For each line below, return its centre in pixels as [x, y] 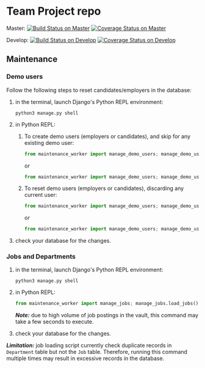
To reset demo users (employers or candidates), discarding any [104, 188]
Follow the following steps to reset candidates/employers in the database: [99, 90]
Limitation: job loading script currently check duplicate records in [89, 345]
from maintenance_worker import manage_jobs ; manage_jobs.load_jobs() [107, 304]
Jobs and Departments [41, 257]
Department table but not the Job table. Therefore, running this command [97, 352]
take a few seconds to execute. [54, 322]
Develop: [18, 40]
